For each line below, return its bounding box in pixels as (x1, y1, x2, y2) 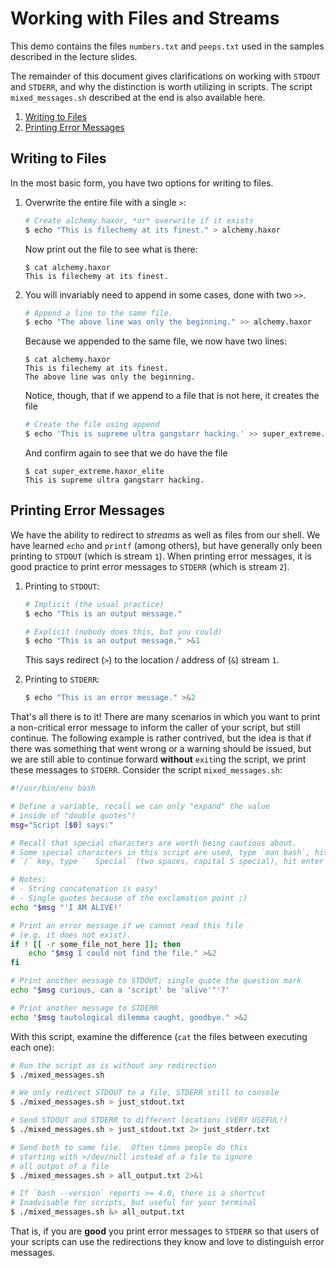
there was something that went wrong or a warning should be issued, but (10, 743, 312, 755)
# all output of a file (10, 1161, 110, 1171)
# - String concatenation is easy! (10, 884, 159, 894)
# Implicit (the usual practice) (24, 599, 165, 609)
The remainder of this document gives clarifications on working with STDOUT (10, 70, 321, 82)
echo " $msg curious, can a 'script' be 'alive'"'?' (10, 985, 230, 996)
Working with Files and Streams (10, 7, 280, 30)
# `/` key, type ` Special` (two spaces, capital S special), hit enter (10, 857, 325, 867)
